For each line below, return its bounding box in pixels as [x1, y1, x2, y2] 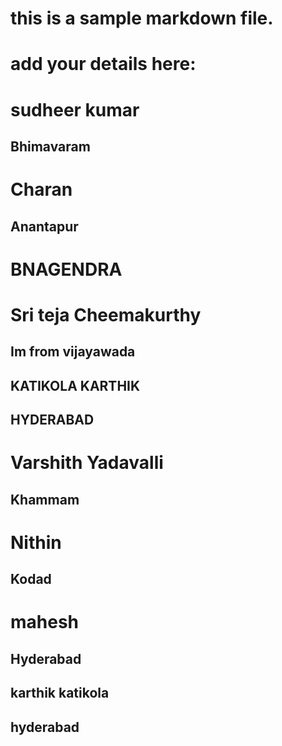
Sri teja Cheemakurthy [10, 303, 202, 326]
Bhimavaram [10, 138, 91, 155]
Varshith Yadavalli [10, 452, 164, 474]
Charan [10, 178, 73, 201]
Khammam [10, 491, 80, 508]
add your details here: [10, 53, 197, 76]
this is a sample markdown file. [10, 7, 274, 30]
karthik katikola [10, 685, 110, 702]
